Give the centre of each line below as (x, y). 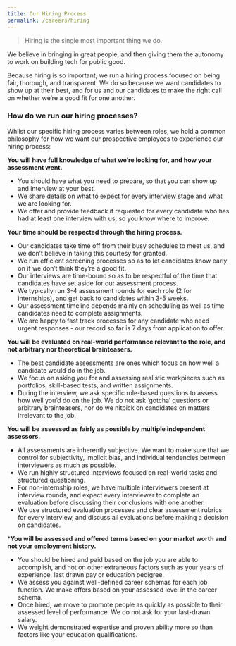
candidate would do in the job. (61, 370)
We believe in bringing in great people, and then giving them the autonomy (116, 54)
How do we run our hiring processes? (73, 116)
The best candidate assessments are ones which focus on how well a (118, 363)
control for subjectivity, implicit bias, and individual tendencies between (122, 457)
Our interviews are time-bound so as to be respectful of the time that (117, 275)
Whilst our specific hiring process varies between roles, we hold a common (117, 131)
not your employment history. (52, 546)
